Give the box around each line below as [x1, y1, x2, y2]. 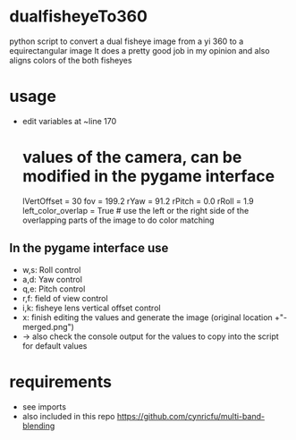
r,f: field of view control [21, 292, 109, 303]
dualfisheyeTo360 [9, 6, 148, 27]
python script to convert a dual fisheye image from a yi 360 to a [9, 36, 244, 47]
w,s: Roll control [21, 264, 81, 275]
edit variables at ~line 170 [21, 115, 117, 126]
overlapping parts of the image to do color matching [21, 215, 215, 225]
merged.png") [21, 321, 74, 332]
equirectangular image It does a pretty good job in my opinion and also [9, 45, 270, 55]
